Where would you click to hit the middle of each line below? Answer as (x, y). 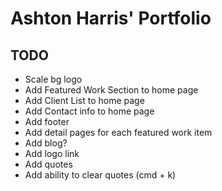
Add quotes (48, 164)
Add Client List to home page (84, 100)
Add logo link (52, 153)
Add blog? (46, 143)
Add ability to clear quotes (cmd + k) (100, 175)
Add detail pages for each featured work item (118, 132)
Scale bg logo (53, 79)
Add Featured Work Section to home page (111, 90)
